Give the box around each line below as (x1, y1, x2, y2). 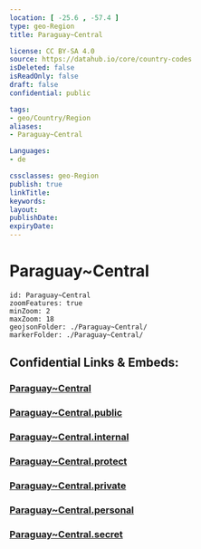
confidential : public (9, 88, 91, 98)
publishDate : (9, 214, 59, 223)
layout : (9, 205, 39, 214)
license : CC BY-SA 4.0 (9, 46, 95, 55)
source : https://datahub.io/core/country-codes (9, 55, 193, 64)
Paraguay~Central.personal (9, 504, 134, 516)
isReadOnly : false (9, 72, 79, 82)
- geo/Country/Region (9, 113, 91, 122)
